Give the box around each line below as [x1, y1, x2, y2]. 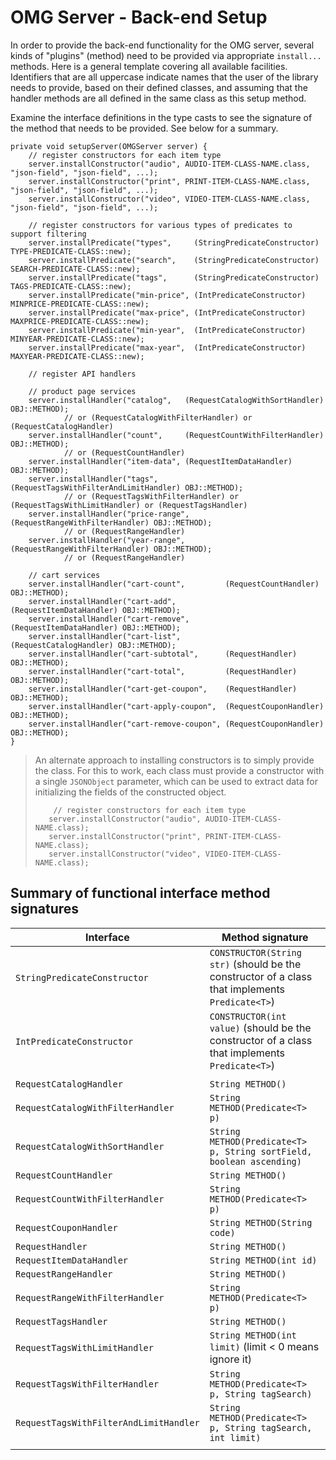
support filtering [10, 229, 87, 239]
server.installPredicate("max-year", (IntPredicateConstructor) [28, 342, 307, 353]
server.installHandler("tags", [28, 474, 159, 484]
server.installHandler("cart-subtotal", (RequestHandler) [28, 649, 298, 659]
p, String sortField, [209, 1146, 313, 1157]
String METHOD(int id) [209, 1254, 318, 1266]
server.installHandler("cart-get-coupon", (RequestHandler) [28, 684, 298, 694]
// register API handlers [28, 369, 137, 379]
